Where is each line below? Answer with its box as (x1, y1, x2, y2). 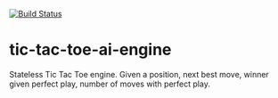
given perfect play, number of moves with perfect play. (9, 78, 211, 89)
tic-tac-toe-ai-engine (9, 40, 172, 60)
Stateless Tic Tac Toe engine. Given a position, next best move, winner (9, 69, 269, 79)
